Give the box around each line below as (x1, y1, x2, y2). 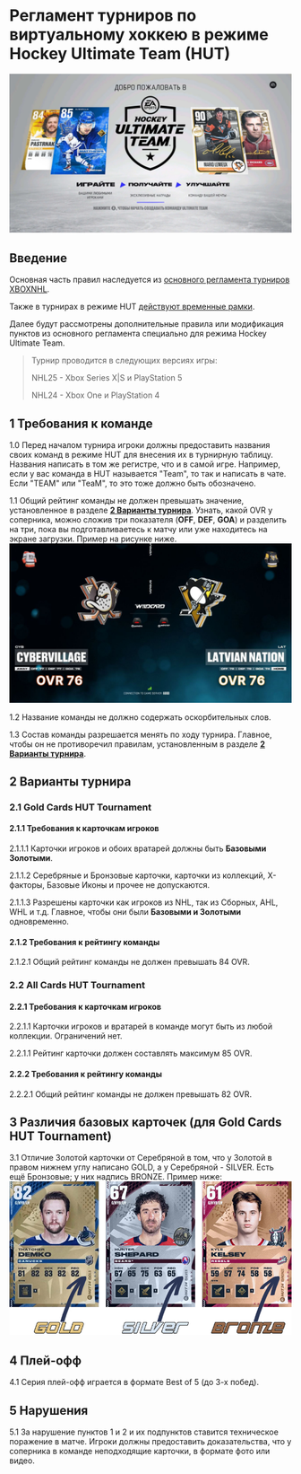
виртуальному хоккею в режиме (9, 24, 269, 45)
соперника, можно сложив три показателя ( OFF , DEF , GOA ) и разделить (9, 514, 287, 525)
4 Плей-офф (9, 1353, 82, 1368)
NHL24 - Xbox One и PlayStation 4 (30, 390, 160, 400)
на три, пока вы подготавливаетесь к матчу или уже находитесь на (9, 524, 268, 535)
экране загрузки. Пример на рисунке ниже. (9, 533, 177, 544)
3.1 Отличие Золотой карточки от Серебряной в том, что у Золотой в (9, 1153, 273, 1163)
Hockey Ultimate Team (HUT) (9, 44, 231, 64)
